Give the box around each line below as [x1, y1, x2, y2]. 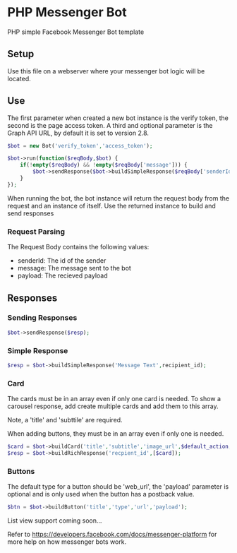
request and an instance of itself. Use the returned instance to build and [7, 201, 217, 210]
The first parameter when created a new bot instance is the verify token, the [7, 114, 229, 122]
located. [7, 74, 31, 83]
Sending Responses [7, 313, 78, 323]
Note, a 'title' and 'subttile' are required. [7, 416, 123, 424]
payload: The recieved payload [17, 271, 108, 280]
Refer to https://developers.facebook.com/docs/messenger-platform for [7, 530, 217, 539]
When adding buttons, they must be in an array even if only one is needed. [7, 429, 224, 438]
